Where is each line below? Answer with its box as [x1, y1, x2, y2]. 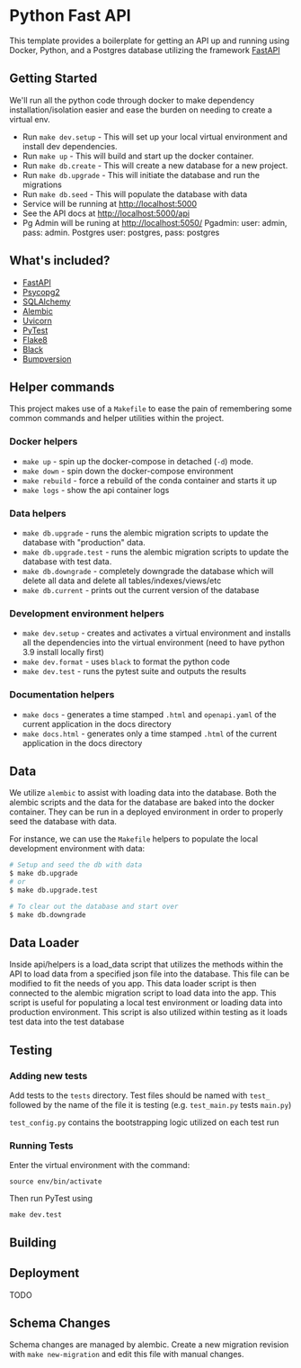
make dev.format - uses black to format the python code [22, 656, 231, 667]
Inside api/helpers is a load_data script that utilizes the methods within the [9, 959, 284, 970]
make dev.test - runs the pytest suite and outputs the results [22, 666, 247, 677]
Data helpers [9, 507, 67, 519]
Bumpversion [22, 353, 72, 364]
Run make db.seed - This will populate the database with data [22, 188, 248, 199]
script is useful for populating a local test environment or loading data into [9, 997, 283, 1008]
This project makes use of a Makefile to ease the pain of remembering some [9, 403, 292, 414]
